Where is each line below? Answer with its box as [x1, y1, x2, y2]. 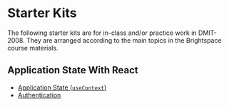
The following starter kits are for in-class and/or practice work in [7, 28, 198, 37]
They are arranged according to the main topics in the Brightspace [26, 36, 223, 44]
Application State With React [7, 64, 139, 76]
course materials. [7, 43, 58, 52]
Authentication [17, 90, 61, 99]
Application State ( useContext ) [17, 83, 107, 92]
